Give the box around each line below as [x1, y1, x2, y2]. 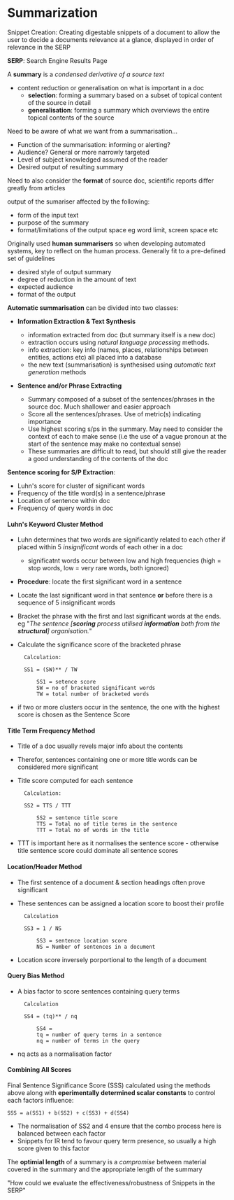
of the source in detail [27, 98, 91, 106]
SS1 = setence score [36, 679, 96, 686]
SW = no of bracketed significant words [36, 684, 156, 692]
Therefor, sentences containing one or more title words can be [17, 756, 198, 764]
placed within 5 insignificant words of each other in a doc [17, 543, 184, 551]
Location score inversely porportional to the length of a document [17, 955, 207, 963]
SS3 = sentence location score [36, 937, 128, 944]
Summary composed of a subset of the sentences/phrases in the [27, 395, 215, 403]
